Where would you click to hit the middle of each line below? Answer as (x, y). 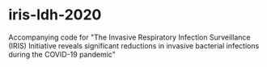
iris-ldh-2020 (55, 15)
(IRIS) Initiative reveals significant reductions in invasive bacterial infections (134, 45)
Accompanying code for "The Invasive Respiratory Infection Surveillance (129, 37)
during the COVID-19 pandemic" (62, 54)
